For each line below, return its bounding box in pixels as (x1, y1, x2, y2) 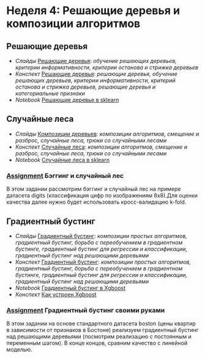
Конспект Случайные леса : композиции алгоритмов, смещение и (15, 143, 188, 150)
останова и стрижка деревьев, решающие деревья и (15, 83, 156, 91)
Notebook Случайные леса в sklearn (15, 156, 110, 163)
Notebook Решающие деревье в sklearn (15, 96, 119, 103)
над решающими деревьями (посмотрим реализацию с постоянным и (6, 333, 192, 340)
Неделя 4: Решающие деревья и (6, 4, 181, 18)
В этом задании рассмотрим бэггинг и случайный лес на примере (6, 185, 181, 193)
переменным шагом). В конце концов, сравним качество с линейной (6, 339, 188, 347)
